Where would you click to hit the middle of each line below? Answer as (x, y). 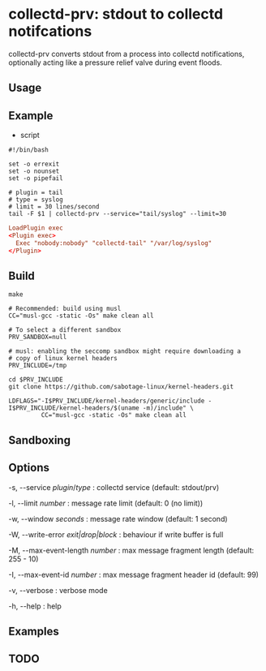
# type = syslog (36, 200)
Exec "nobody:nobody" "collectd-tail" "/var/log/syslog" (114, 243)
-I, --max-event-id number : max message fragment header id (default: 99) (134, 574)
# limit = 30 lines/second (54, 207)
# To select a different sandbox (65, 330)
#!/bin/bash (28, 150)
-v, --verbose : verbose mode (58, 590)
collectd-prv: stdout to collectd (116, 14)
